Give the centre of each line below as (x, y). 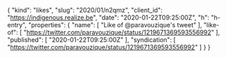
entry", (17, 25)
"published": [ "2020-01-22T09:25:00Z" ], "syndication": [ (92, 40)
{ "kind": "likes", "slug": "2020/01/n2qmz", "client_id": (85, 10)
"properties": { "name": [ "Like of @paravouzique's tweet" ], (115, 25)
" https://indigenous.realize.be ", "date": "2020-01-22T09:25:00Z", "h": (108, 17)
